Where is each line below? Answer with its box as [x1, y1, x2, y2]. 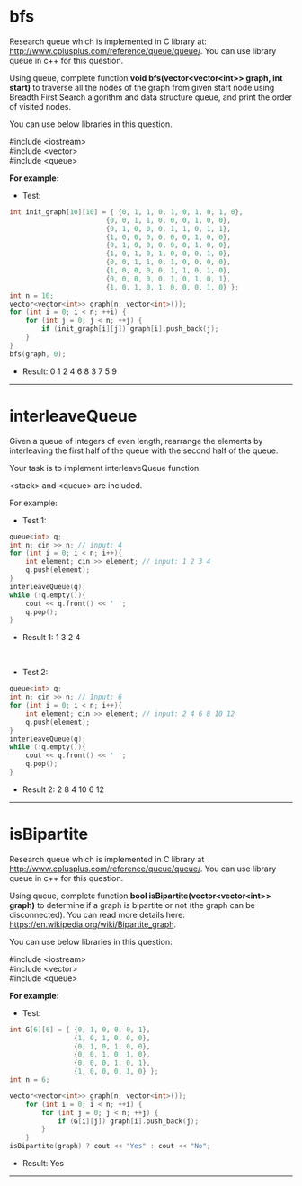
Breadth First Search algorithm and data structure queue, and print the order [9, 92, 292, 103]
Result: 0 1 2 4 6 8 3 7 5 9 [22, 366, 118, 377]
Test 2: [22, 667, 49, 678]
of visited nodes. [9, 101, 72, 111]
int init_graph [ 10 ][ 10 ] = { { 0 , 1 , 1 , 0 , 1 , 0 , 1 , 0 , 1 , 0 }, [9, 207, 244, 217]
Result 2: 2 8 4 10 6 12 [22, 784, 105, 795]
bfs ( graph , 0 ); [9, 349, 67, 359]
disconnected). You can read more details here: [9, 909, 186, 920]
